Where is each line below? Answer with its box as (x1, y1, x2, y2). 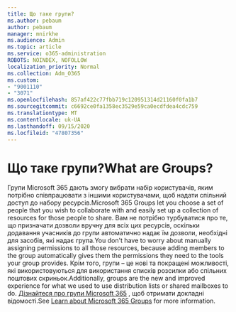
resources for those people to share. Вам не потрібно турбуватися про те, (7, 214, 228, 222)
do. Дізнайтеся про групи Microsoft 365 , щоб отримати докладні (7, 289, 204, 298)
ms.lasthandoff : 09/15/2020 (7, 122, 91, 130)
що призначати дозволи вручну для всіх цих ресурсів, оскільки (7, 221, 200, 230)
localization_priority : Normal (7, 63, 100, 70)
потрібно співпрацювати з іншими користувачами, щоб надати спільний (7, 191, 227, 200)
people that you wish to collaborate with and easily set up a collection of (7, 206, 219, 215)
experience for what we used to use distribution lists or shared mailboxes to (7, 281, 229, 290)
